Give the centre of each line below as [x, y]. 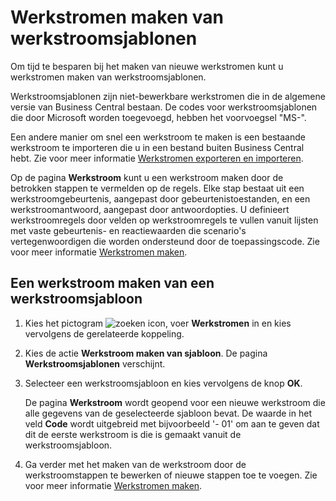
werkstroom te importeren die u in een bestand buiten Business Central [157, 147]
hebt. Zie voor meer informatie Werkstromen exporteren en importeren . [157, 158]
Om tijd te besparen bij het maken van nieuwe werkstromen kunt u [147, 66]
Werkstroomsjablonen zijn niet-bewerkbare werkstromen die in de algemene [168, 96]
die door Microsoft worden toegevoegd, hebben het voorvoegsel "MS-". [158, 117]
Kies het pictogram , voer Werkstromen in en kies [158, 323]
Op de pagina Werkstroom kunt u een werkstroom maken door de [147, 177]
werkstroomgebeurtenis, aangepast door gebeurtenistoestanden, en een [160, 198]
